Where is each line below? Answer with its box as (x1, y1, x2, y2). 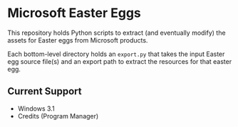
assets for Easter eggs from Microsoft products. (7, 35, 148, 44)
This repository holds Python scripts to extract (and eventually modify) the (7, 28, 226, 37)
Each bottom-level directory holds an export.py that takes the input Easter (7, 50, 225, 58)
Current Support (7, 85, 82, 97)
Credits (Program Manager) (17, 111, 99, 120)
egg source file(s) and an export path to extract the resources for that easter (7, 57, 232, 65)
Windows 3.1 (17, 104, 55, 113)
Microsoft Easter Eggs (7, 5, 141, 21)
